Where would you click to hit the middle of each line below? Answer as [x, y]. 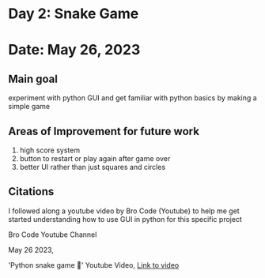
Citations [31, 192]
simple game [29, 107]
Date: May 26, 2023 [74, 50]
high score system [50, 150]
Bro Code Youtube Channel [53, 235]
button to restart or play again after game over [95, 158]
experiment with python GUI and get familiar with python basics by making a [132, 98]
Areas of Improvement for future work [104, 131]
